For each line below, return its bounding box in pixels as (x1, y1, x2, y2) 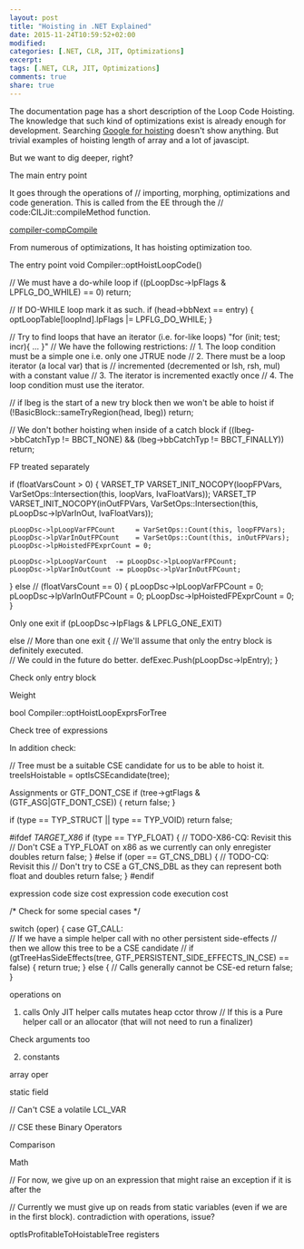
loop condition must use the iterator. (9, 379, 145, 390)
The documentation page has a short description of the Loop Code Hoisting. (9, 105, 295, 116)
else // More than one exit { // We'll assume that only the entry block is (9, 635, 272, 646)
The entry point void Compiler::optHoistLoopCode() (9, 259, 202, 270)
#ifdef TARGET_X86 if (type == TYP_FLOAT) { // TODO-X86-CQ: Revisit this (9, 832, 292, 843)
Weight (9, 689, 36, 700)
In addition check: (9, 742, 77, 753)
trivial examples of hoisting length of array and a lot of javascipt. (9, 134, 250, 145)
